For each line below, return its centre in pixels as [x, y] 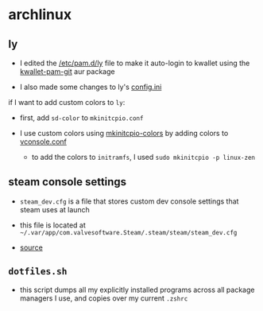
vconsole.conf [43, 142]
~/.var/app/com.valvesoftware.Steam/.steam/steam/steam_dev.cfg [128, 232]
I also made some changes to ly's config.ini [91, 87]
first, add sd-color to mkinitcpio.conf [81, 118]
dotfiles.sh [38, 272]
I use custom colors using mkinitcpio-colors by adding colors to [124, 133]
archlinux [40, 15]
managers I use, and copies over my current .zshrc [104, 298]
